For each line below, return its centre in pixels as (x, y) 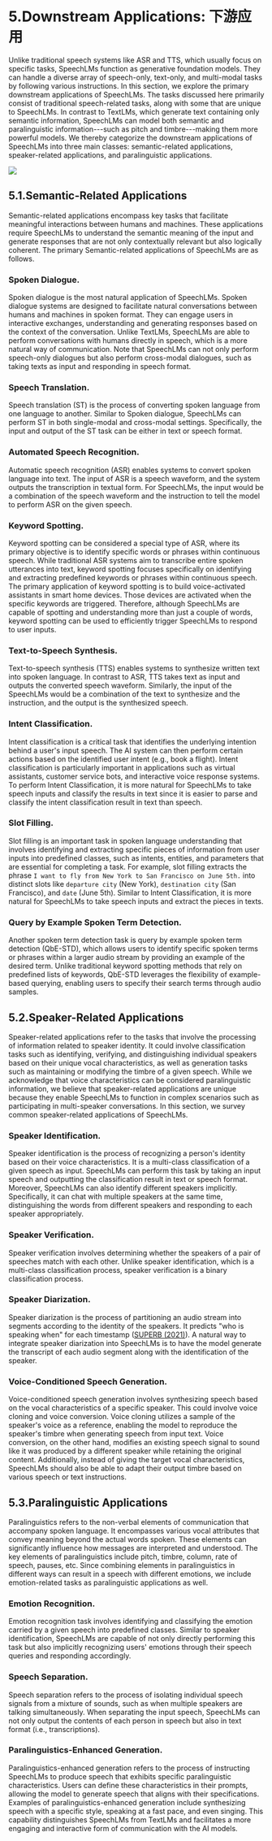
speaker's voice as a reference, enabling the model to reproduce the (123, 1425)
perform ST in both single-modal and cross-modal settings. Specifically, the (135, 423)
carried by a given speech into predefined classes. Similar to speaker (124, 1630)
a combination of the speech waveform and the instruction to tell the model (134, 496)
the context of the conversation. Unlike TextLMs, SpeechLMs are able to (129, 332)
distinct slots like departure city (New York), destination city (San (123, 884)
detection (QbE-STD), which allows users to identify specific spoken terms (133, 949)
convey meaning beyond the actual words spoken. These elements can (127, 1539)
